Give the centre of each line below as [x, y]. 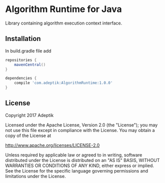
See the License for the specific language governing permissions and [77, 170]
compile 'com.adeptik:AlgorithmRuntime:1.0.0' [63, 83]
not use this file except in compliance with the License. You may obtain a [80, 130]
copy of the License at [28, 135]
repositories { [21, 60]
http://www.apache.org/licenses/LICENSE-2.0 [52, 145]
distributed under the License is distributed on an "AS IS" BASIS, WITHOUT [82, 160]
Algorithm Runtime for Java [64, 9]
